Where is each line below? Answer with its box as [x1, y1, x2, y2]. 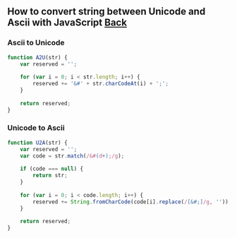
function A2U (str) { [7, 54, 68, 61]
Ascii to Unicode [7, 38, 65, 48]
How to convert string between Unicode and [7, 6, 206, 18]
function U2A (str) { [7, 139, 68, 146]
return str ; [32, 172, 68, 179]
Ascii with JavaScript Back [7, 17, 127, 29]
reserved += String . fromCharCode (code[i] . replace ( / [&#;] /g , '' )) [32, 198, 229, 206]
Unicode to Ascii [7, 123, 65, 133]
